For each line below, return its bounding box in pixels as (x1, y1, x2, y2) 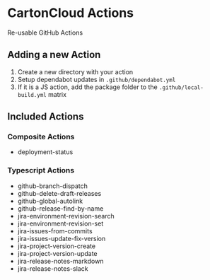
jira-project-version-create (17, 242, 96, 250)
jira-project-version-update (17, 249, 98, 257)
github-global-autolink (17, 197, 83, 205)
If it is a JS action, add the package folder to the (17, 83, 158, 91)
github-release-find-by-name (17, 204, 104, 213)
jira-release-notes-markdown (17, 257, 104, 265)
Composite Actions (7, 132, 75, 142)
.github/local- (158, 83, 204, 91)
